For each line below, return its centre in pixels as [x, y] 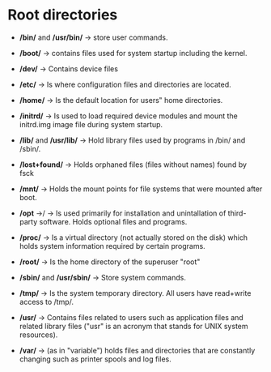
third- [237, 213]
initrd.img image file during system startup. [91, 124]
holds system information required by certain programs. [112, 246]
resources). [38, 335]
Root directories [63, 15]
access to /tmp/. [47, 301]
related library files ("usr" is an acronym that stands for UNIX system [133, 326]
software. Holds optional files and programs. [113, 221]
